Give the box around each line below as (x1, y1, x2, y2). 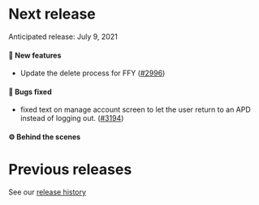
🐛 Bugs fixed (8, 87, 52, 96)
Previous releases (8, 160, 132, 179)
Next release (8, 5, 96, 23)
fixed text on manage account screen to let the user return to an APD (19, 105, 252, 114)
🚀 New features (8, 50, 62, 60)
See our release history (8, 187, 87, 197)
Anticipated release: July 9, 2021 (8, 32, 118, 41)
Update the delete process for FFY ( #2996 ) (19, 68, 166, 78)
